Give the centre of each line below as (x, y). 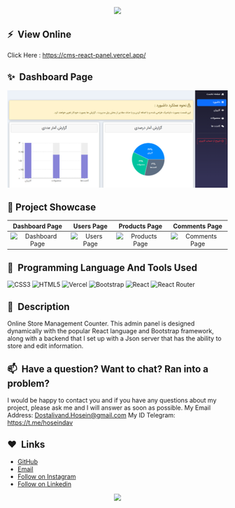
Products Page (141, 226)
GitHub (28, 461)
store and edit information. (45, 346)
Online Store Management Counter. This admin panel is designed (101, 323)
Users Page (90, 226)
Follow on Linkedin (44, 483)
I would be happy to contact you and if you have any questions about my (112, 401)
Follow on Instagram (47, 476)
